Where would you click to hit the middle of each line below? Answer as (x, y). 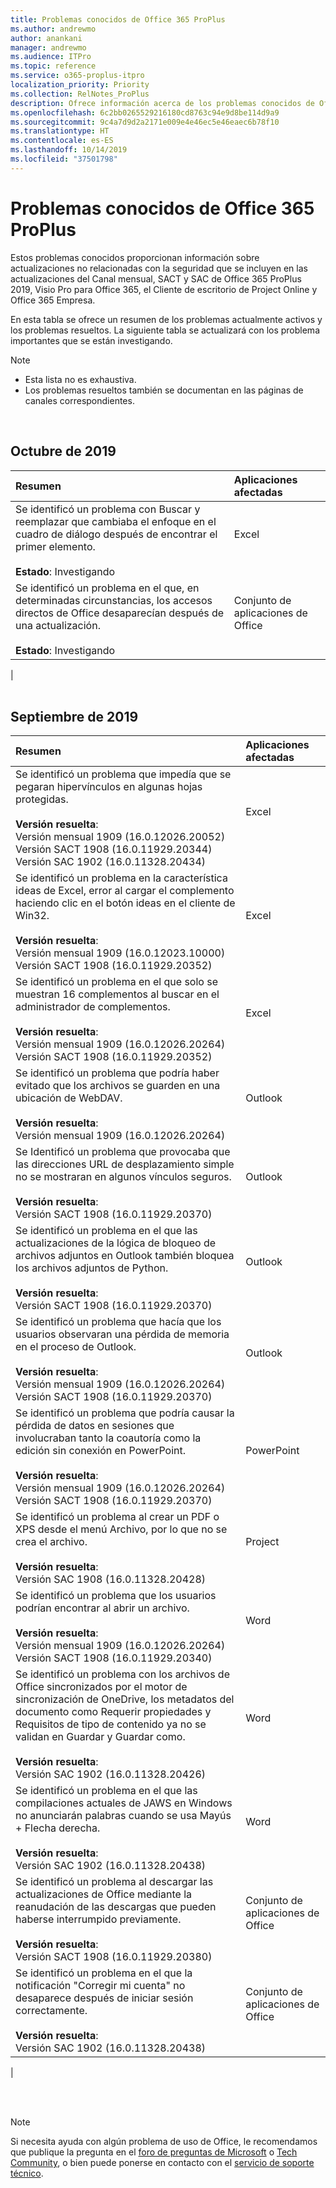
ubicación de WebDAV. (69, 1098)
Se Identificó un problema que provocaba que (123, 1152)
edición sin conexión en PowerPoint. (101, 1451)
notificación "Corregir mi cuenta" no (100, 1986)
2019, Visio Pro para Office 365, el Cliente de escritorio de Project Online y (164, 289)
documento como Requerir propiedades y (113, 1712)
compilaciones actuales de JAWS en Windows (124, 1803)
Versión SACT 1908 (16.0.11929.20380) (114, 1957)
